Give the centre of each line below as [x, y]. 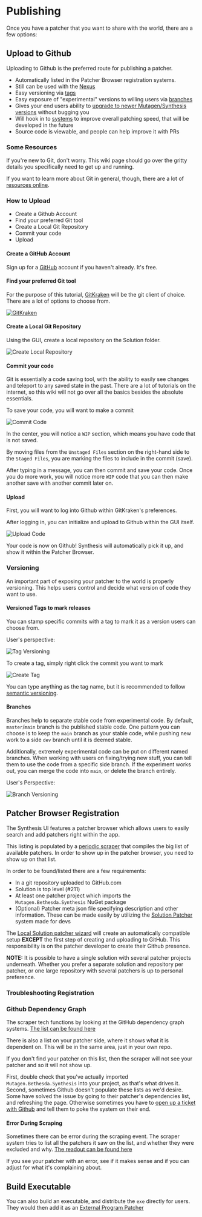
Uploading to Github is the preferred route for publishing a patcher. [90, 68]
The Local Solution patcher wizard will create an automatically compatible [98, 933]
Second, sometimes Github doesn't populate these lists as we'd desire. [95, 1090]
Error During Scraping [34, 1123]
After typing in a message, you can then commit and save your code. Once [99, 470]
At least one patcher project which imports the [73, 895]
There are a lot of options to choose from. [58, 301]
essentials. [20, 399]
